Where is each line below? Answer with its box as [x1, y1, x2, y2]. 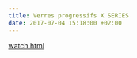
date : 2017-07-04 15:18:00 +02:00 [8, 19, 123, 27]
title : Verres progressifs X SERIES [8, 11, 129, 20]
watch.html [8, 41, 45, 50]
